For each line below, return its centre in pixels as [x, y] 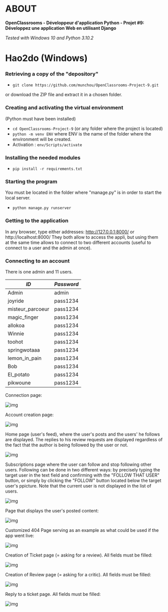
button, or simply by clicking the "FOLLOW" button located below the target [83, 480]
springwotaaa [24, 350]
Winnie [16, 333]
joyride [16, 301]
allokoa [16, 325]
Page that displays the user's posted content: [52, 511]
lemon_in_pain [25, 358]
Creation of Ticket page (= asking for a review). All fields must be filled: [79, 555]
